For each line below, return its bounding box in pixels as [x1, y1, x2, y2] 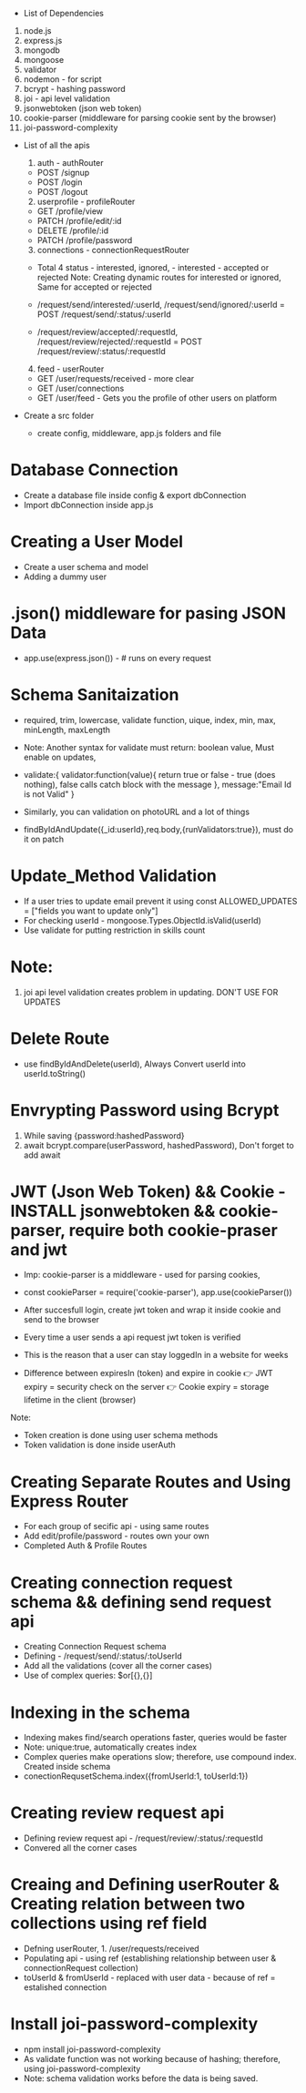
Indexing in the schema [10, 1702, 190, 1722]
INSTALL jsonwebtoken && [10, 1200, 216, 1221]
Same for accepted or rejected [36, 281, 153, 292]
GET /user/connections [36, 383, 125, 393]
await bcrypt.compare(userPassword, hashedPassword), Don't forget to [23, 1139, 294, 1150]
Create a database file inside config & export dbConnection [23, 489, 247, 500]
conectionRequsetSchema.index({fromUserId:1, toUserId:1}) [23, 1771, 249, 1782]
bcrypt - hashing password [23, 84, 126, 94]
